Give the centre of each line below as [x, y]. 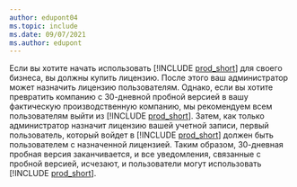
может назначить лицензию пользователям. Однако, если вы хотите [141, 87]
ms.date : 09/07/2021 [48, 34]
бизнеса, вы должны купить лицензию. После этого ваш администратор [149, 78]
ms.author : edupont [46, 43]
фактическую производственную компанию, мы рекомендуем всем [141, 107]
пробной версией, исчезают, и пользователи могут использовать [135, 164]
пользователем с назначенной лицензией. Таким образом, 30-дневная [147, 145]
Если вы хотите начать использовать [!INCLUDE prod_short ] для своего [146, 68]
